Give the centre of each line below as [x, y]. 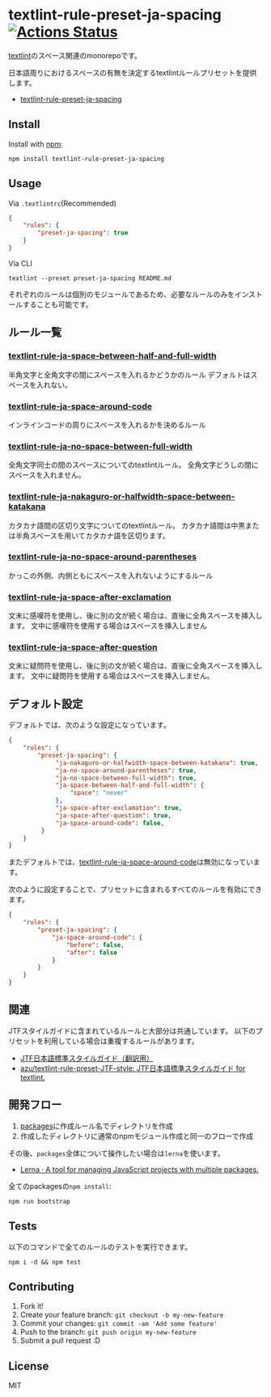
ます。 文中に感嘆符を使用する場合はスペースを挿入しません [108, 626]
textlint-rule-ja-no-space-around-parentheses [103, 557]
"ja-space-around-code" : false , [110, 823]
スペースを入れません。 [47, 475]
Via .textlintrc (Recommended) [63, 203]
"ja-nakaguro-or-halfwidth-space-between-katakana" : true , [157, 762]
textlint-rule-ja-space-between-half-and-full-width [112, 356]
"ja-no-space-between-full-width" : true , [126, 778]
